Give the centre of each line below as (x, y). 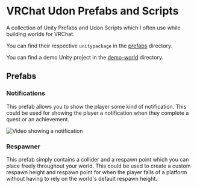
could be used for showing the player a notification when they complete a (98, 113)
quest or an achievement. (38, 119)
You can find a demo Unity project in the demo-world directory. (85, 57)
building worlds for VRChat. (40, 34)
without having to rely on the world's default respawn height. (82, 178)
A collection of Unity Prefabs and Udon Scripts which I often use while (93, 28)
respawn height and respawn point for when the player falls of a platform (97, 172)
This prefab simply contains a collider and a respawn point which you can (98, 159)
